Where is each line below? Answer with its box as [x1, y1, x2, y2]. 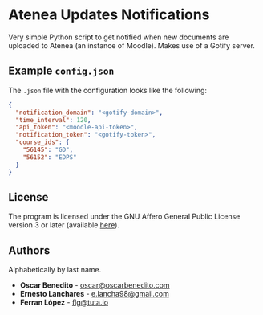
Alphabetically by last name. [8, 265, 102, 275]
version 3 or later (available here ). [8, 220, 120, 230]
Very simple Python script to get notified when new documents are [8, 32, 229, 42]
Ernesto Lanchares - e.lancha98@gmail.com [19, 289, 170, 299]
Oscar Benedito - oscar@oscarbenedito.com [19, 280, 170, 290]
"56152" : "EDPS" [22, 153, 78, 162]
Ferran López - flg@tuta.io [19, 297, 109, 307]
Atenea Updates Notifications [8, 6, 210, 24]
